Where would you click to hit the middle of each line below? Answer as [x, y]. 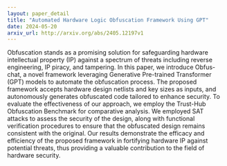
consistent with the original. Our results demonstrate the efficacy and [106, 133]
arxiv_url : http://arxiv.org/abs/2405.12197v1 [75, 33]
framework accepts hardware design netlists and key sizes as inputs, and [112, 89]
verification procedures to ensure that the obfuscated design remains [106, 126]
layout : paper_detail [38, 13]
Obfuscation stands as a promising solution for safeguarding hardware [108, 53]
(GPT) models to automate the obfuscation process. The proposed [102, 82]
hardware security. [34, 156]
